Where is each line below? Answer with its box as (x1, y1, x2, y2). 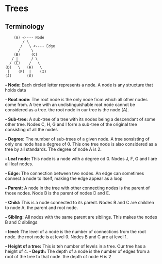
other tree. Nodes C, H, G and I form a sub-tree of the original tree (5, 122, 137, 127)
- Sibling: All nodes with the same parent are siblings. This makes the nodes (5, 214, 158, 220)
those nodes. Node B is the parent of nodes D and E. (5, 190, 110, 196)
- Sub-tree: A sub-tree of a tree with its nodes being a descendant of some (5, 116, 156, 122)
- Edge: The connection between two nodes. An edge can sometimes (5, 171, 144, 176)
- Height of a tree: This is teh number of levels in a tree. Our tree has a (5, 244, 146, 249)
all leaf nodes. (5, 161, 33, 167)
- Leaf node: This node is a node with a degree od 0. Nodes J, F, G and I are (5, 156, 157, 161)
